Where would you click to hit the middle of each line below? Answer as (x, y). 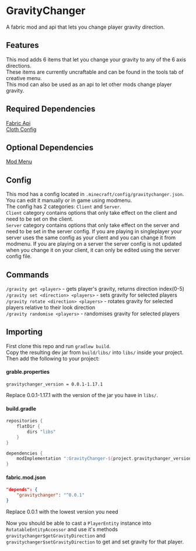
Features (22, 45)
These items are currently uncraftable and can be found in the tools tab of (95, 72)
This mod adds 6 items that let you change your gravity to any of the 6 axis (96, 59)
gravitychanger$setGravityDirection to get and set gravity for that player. (95, 542)
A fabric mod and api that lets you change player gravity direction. (85, 27)
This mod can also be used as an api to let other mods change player (89, 84)
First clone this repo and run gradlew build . (58, 346)
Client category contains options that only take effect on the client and (92, 213)
